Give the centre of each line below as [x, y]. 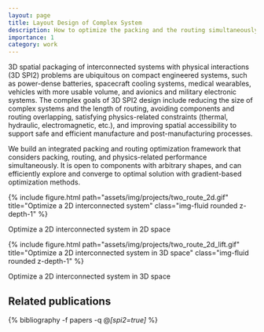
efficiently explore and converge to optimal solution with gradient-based [125, 174]
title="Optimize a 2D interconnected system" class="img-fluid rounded [123, 206]
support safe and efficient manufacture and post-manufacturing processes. [130, 133]
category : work [33, 45]
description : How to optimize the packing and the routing [107, 30]
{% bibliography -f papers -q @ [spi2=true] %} [83, 319]
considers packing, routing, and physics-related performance [108, 157]
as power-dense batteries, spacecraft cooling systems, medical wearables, [130, 84]
